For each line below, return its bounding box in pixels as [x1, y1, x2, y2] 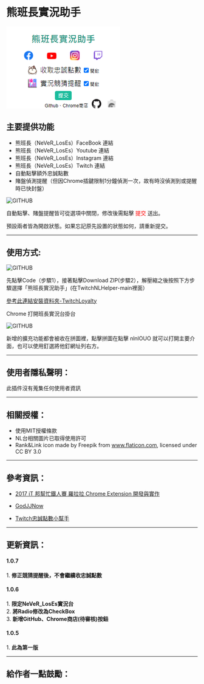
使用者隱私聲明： [6, 367, 70, 377]
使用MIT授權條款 [15, 427, 58, 434]
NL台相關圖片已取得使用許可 [15, 435, 87, 442]
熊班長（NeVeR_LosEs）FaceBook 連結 [15, 139, 114, 146]
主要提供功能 [6, 122, 55, 132]
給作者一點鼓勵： [6, 669, 70, 679]
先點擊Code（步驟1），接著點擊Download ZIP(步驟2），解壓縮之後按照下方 [6, 276, 190, 284]
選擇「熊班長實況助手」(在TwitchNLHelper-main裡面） [11, 284, 148, 292]
